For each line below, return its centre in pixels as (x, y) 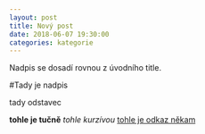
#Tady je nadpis (39, 85)
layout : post (33, 17)
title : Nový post (41, 26)
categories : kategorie (51, 42)
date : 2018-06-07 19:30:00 (59, 34)
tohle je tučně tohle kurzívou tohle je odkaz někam (102, 120)
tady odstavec (36, 103)
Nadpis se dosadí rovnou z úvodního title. (86, 68)
